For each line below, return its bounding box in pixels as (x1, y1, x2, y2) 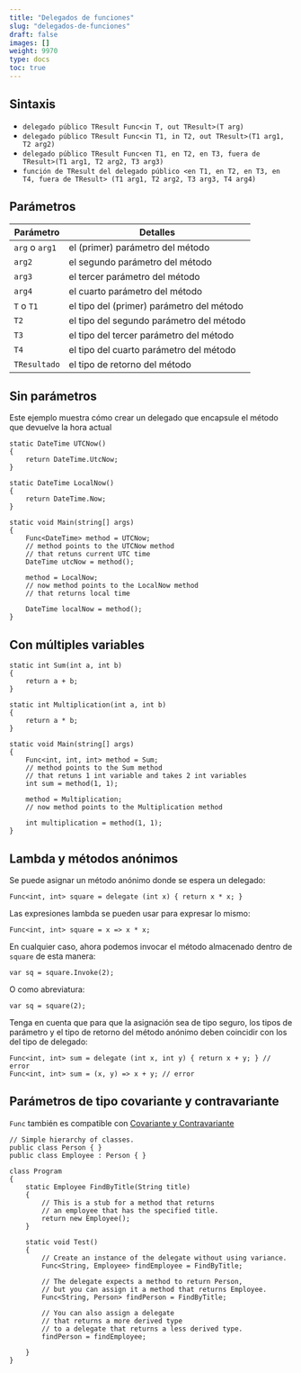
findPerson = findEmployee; (41, 1332, 146, 1341)
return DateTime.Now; (25, 494, 106, 504)
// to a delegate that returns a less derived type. (41, 1324, 243, 1333)
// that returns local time (25, 589, 130, 599)
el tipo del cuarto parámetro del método (68, 343, 236, 356)
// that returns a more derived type (41, 1316, 182, 1325)
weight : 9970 (9, 47, 58, 56)
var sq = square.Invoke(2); (9, 968, 115, 977)
